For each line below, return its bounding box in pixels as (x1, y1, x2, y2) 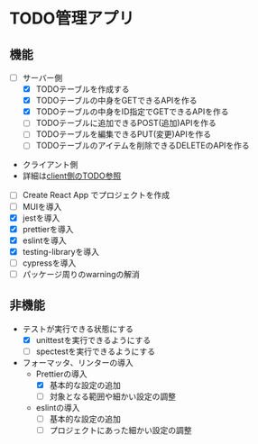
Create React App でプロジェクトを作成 (22, 190, 170, 201)
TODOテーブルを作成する (35, 84, 130, 95)
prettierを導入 (22, 223, 74, 234)
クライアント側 (22, 159, 78, 170)
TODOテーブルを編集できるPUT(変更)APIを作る (35, 129, 212, 140)
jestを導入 (22, 213, 60, 223)
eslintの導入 (35, 403, 80, 412)
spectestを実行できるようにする (35, 346, 156, 357)
